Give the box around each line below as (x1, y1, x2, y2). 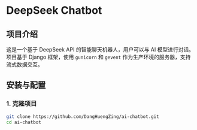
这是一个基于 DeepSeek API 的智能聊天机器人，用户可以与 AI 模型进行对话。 (6, 46, 195, 53)
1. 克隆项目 (6, 99, 37, 108)
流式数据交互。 (6, 61, 43, 68)
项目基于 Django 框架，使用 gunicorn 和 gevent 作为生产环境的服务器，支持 (6, 53, 191, 61)
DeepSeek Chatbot (6, 4, 102, 17)
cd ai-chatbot (6, 119, 42, 125)
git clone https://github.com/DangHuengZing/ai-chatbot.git (6, 113, 160, 120)
